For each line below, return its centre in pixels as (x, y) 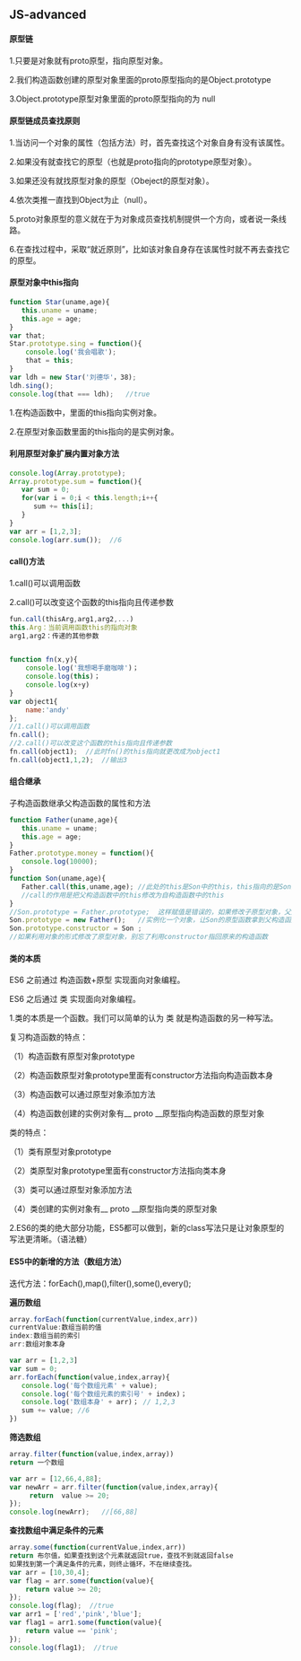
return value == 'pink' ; (72, 1630)
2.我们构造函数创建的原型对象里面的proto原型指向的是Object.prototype (140, 79)
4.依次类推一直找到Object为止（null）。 (81, 199)
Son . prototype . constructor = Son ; (76, 928)
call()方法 (27, 561)
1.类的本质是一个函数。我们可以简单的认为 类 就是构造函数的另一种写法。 (144, 1018)
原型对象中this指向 (44, 283)
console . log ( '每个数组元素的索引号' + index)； (104, 1394)
